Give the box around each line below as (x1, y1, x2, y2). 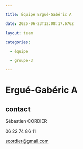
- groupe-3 (10, 58, 33, 63)
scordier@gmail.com (5, 138, 49, 144)
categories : (5, 39, 31, 45)
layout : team (5, 30, 33, 36)
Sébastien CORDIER (5, 118, 47, 124)
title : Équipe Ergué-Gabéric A (5, 12, 72, 17)
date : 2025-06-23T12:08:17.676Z (5, 21, 74, 26)
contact (5, 105, 31, 113)
